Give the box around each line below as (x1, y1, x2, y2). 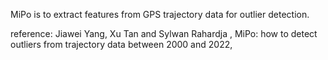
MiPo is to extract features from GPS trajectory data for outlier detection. (10, 9, 310, 20)
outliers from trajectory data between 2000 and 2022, (10, 39, 233, 50)
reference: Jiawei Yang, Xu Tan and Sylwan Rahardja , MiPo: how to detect (10, 28, 318, 39)
